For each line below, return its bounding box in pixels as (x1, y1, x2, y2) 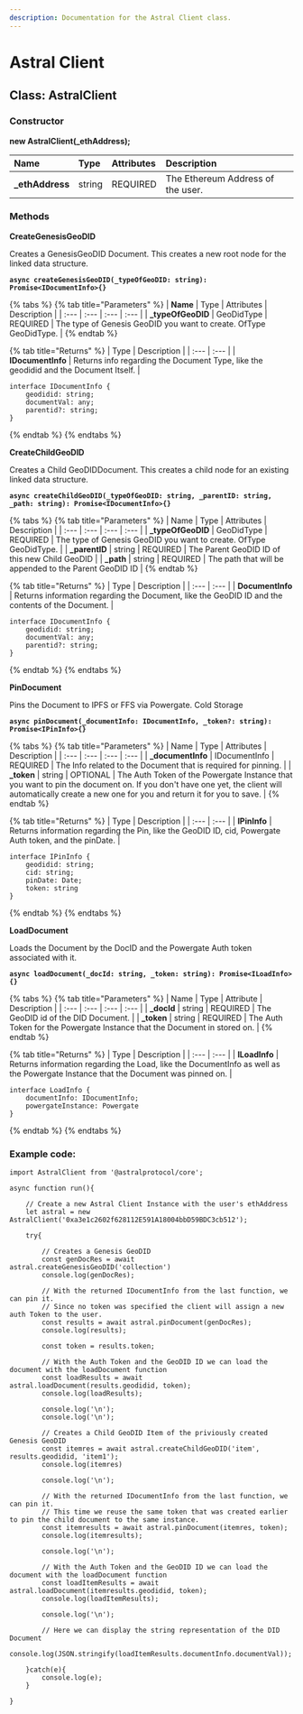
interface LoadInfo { (9, 1085, 91, 1094)
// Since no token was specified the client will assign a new (41, 1303, 284, 1312)
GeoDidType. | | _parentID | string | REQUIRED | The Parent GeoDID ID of (9, 543, 281, 555)
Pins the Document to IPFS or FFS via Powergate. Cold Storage (9, 699, 243, 710)
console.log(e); (41, 1673, 103, 1682)
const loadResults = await (41, 1373, 143, 1383)
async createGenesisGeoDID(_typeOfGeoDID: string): (9, 275, 207, 284)
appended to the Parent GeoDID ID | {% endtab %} (9, 563, 198, 574)
